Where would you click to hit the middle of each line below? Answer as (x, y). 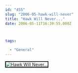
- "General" (22, 50)
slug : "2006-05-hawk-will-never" (39, 14)
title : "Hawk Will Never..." (35, 19)
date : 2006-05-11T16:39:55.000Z (38, 23)
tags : (11, 41)
